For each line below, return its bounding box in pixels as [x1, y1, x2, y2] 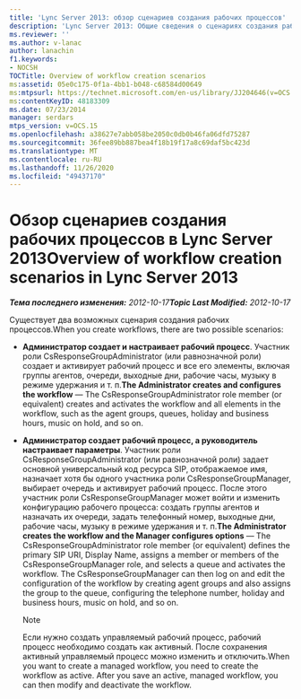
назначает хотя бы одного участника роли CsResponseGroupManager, [21, 473, 291, 485]
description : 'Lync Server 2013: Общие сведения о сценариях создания [9, 22, 279, 31]
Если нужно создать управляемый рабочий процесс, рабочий [21, 632, 262, 642]
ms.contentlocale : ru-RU [9, 154, 102, 164]
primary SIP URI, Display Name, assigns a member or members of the [21, 549, 279, 561]
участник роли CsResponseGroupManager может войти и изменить [21, 493, 280, 503]
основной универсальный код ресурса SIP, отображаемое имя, [21, 464, 268, 475]
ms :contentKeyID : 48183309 [9, 96, 110, 106]
